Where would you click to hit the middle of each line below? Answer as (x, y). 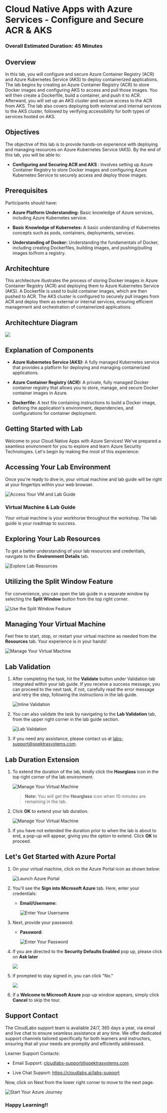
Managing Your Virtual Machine (56, 624)
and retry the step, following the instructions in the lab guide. (75, 695)
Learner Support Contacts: (33, 1053)
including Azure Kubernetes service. (50, 217)
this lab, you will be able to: (33, 155)
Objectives (22, 132)
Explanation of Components (49, 350)
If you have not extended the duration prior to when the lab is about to (84, 830)
